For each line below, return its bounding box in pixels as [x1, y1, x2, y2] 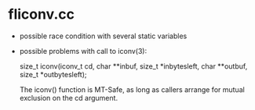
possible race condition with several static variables [19, 31, 188, 41]
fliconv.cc [8, 5, 75, 23]
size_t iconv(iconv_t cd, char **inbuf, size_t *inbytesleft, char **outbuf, [19, 61, 248, 71]
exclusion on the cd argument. [19, 93, 118, 102]
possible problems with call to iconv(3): [19, 46, 148, 55]
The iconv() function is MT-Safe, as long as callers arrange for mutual [19, 84, 245, 94]
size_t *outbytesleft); [19, 69, 87, 79]
